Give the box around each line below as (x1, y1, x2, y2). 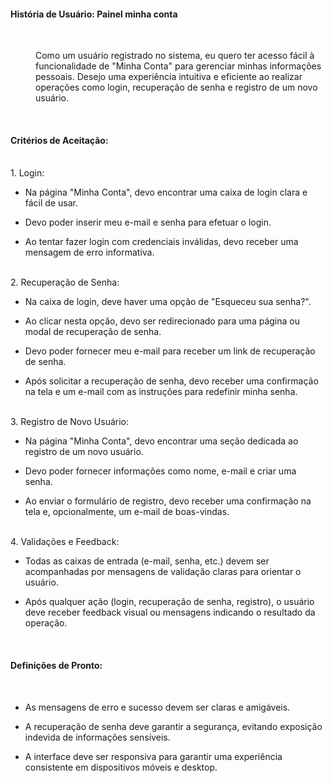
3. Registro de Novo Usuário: (10, 416, 130, 428)
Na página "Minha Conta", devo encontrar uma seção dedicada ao (24, 435, 299, 447)
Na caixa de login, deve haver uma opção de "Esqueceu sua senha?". (24, 296, 312, 308)
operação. (24, 617, 68, 629)
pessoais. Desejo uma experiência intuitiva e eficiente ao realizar (35, 71, 303, 83)
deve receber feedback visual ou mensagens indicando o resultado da (24, 606, 316, 619)
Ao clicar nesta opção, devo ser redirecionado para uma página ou (24, 315, 300, 327)
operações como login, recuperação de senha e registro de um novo (35, 81, 318, 94)
